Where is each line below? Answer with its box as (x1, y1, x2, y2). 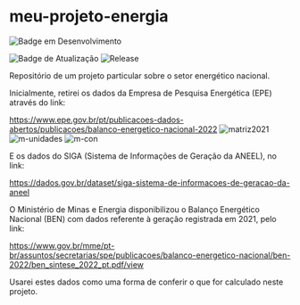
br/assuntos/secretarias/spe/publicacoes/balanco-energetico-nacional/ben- (9, 250, 291, 260)
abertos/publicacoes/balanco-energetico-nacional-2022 (9, 123, 218, 135)
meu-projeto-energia (9, 6, 169, 27)
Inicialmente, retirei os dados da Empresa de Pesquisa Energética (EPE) (9, 87, 272, 98)
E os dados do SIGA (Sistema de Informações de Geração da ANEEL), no (9, 150, 277, 161)
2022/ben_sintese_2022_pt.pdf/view (9, 259, 145, 269)
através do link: (9, 96, 66, 108)
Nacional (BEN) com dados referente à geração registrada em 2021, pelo (9, 213, 277, 224)
